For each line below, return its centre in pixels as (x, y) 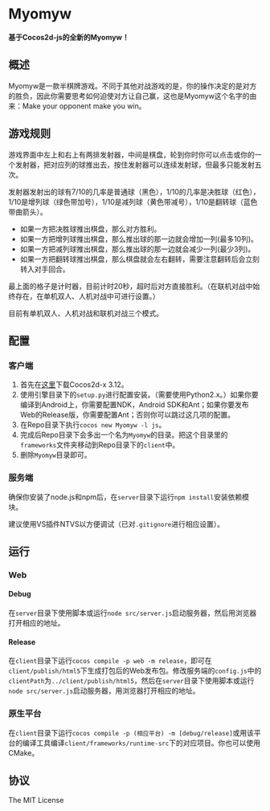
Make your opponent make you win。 (84, 106)
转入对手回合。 (45, 269)
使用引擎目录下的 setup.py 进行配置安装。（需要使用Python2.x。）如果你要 (139, 395)
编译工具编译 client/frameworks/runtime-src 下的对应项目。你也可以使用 (141, 743)
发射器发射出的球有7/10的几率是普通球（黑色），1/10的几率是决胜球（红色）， (134, 192)
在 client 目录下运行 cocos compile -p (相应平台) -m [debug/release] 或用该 (131, 732)
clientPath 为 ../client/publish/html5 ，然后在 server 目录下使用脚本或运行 (131, 681)
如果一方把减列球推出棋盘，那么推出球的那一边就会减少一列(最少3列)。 (137, 249)
